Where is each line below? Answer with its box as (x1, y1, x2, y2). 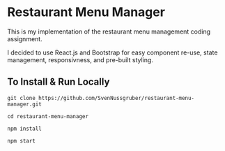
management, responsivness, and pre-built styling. (7, 55, 153, 64)
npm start (7, 137, 36, 144)
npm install (7, 125, 42, 132)
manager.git (7, 101, 42, 108)
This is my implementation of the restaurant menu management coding (7, 27, 211, 36)
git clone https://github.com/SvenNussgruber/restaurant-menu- (7, 94, 195, 101)
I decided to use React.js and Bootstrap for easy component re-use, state (7, 48, 218, 57)
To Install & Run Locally (7, 76, 110, 88)
